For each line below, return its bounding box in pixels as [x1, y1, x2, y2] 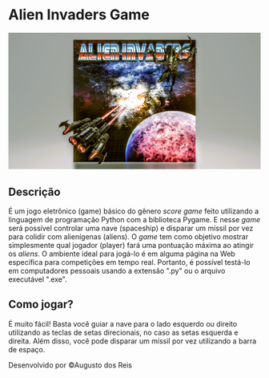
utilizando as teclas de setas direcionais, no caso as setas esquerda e [8, 327, 239, 337]
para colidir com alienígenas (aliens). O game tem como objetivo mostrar [8, 231, 249, 242]
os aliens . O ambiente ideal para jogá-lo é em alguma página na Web [8, 249, 236, 258]
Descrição [8, 185, 61, 198]
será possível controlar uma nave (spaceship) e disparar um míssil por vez [8, 223, 254, 233]
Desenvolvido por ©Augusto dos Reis [8, 360, 132, 370]
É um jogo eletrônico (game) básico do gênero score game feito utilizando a [8, 206, 259, 216]
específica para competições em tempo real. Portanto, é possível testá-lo [8, 257, 251, 266]
